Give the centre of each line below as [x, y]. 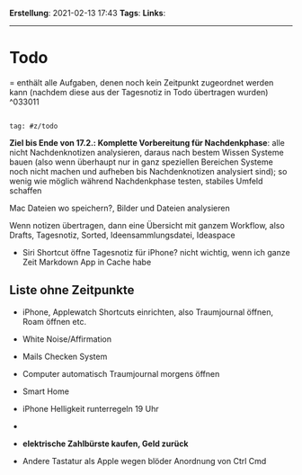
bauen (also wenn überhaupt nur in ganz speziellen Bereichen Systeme [142, 162]
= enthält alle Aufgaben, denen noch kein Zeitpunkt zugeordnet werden [142, 82]
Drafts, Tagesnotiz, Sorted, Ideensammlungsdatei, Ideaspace [122, 235]
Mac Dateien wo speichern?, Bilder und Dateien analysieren [120, 208]
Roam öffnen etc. [54, 321]
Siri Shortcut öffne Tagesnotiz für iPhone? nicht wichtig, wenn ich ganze [156, 252]
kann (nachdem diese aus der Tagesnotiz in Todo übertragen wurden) [139, 92]
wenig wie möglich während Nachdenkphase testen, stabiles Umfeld [136, 181]
